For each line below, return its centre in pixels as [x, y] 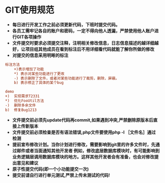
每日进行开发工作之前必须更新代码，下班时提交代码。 [66, 25]
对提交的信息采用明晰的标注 [40, 55]
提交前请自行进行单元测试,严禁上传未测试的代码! [61, 175]
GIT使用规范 [30, 10]
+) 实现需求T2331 [22, 96]
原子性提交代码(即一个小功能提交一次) [51, 169]
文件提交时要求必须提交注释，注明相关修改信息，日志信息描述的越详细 [83, 43]
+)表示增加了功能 [29, 69]
